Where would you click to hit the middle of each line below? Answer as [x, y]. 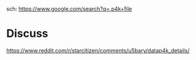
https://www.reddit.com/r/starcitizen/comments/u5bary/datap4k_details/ [98, 50]
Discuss [27, 34]
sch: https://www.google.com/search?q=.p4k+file [69, 9]
